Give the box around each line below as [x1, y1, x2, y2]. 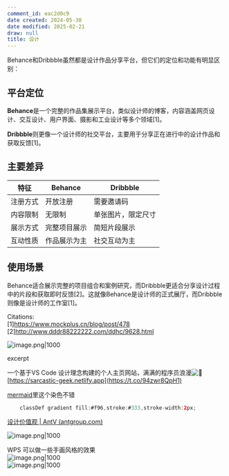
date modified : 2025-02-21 [7, 23, 85, 30]
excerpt [7, 354, 29, 362]
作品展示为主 [45, 235, 88, 245]
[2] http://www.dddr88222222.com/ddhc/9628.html [7, 327, 154, 335]
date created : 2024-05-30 [7, 17, 82, 24]
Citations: [7, 312, 35, 321]
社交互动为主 [93, 235, 136, 245]
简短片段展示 [93, 223, 136, 232]
